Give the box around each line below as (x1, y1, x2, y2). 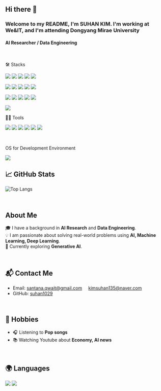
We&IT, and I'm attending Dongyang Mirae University (5, 27, 140, 34)
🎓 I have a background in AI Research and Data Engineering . (5, 225, 137, 231)
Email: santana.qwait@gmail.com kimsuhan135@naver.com (12, 285, 142, 291)
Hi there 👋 (5, 5, 37, 14)
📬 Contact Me (5, 269, 53, 277)
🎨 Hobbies (5, 315, 39, 324)
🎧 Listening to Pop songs (12, 329, 68, 335)
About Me (5, 211, 37, 219)
